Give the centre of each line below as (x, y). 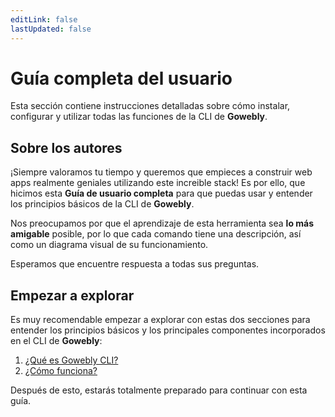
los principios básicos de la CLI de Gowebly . (102, 204)
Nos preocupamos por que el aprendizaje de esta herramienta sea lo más (162, 223)
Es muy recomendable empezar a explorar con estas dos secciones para (160, 320)
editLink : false (44, 19)
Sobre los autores (66, 147)
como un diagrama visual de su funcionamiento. (109, 245)
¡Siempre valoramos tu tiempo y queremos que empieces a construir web (161, 172)
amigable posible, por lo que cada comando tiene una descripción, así (156, 234)
